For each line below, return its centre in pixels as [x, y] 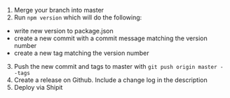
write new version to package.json [63, 31]
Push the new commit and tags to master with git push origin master [115, 66]
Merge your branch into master [59, 10]
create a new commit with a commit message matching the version [111, 38]
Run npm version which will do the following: [78, 17]
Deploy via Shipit [38, 87]
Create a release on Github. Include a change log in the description [111, 80]
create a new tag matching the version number [81, 53]
